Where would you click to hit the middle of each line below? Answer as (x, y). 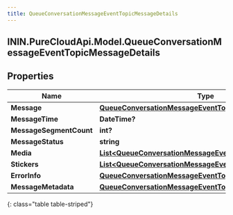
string (110, 141)
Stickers (25, 164)
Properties (31, 76)
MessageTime (35, 119)
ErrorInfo (26, 175)
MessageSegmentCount (52, 130)
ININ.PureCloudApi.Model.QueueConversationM (114, 42)
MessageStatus (37, 141)
